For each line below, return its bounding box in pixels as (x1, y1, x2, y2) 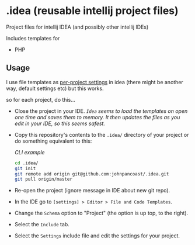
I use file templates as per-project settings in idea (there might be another (6, 78, 184, 85)
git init (14, 165, 36, 171)
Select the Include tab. (14, 221, 70, 228)
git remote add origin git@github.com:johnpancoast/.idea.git (14, 171, 169, 177)
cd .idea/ (14, 160, 39, 166)
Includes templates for (6, 34, 60, 42)
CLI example (14, 149, 45, 156)
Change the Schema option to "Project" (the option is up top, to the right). (14, 209, 189, 217)
